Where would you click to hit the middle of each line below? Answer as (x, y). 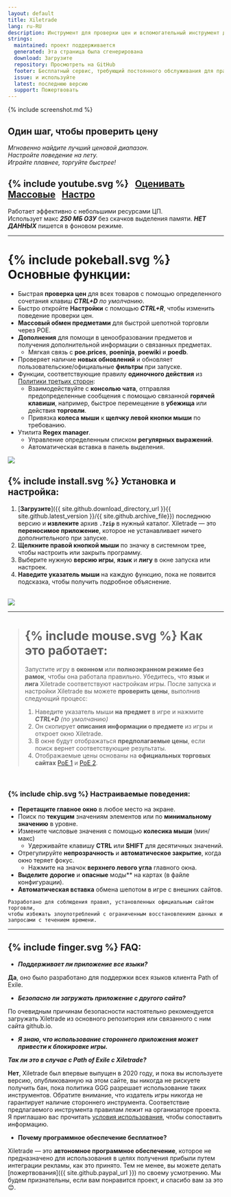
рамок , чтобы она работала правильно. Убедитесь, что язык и (117, 676)
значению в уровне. (48, 823)
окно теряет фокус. (46, 860)
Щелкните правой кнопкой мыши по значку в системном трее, (112, 545)
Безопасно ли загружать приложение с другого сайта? (101, 998)
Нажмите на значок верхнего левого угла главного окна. (112, 867)
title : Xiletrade (33, 20)
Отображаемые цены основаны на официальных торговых (123, 755)
